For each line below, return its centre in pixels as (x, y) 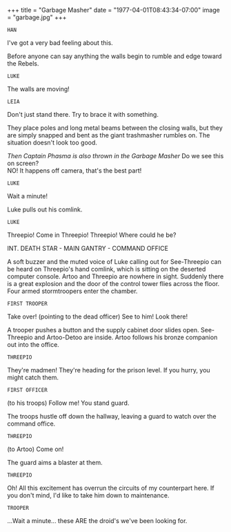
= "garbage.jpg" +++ (37, 17)
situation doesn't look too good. (52, 142)
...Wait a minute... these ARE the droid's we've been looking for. (97, 521)
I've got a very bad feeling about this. (60, 43)
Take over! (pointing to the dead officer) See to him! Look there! (98, 316)
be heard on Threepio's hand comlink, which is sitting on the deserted (107, 269)
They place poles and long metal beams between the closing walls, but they (115, 128)
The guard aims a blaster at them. (55, 463)
